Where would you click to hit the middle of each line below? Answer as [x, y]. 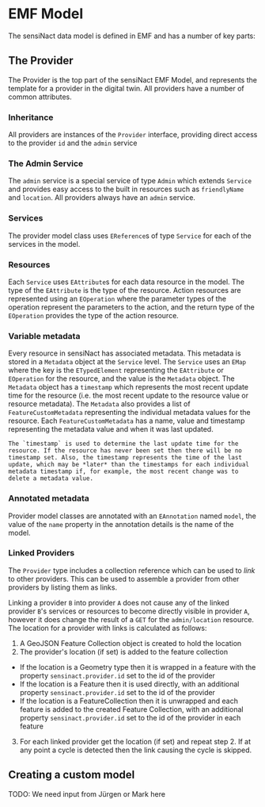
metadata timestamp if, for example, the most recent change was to [123, 472]
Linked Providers [42, 553]
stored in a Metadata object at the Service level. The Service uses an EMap [127, 362]
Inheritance [31, 117]
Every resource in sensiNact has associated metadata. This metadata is [125, 353]
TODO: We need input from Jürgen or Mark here [87, 794]
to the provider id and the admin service [73, 143]
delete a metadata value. [51, 478]
